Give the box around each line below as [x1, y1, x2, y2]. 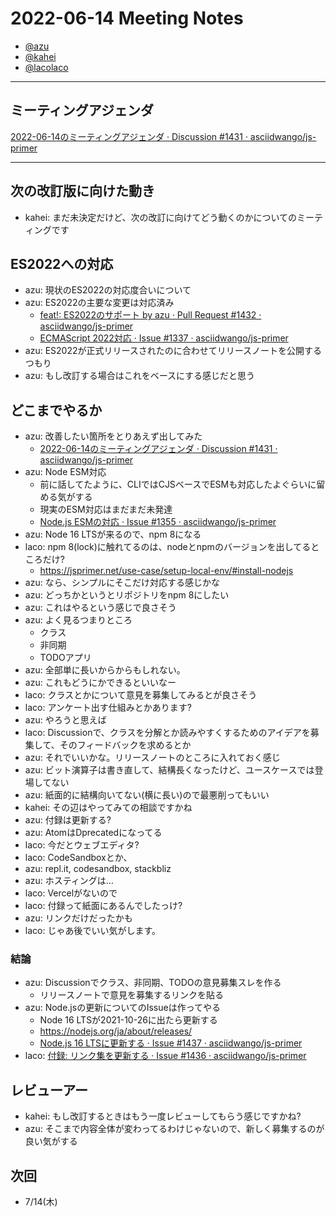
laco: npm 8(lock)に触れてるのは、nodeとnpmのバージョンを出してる [24, 541, 312, 553]
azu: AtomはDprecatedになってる [24, 827, 163, 839]
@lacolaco [24, 61, 69, 73]
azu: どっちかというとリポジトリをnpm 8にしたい [24, 589, 230, 601]
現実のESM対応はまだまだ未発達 [39, 503, 173, 516]
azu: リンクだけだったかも [24, 912, 133, 924]
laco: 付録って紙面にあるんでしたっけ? [24, 900, 183, 912]
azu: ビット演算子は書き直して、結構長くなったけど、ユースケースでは [24, 764, 315, 776]
